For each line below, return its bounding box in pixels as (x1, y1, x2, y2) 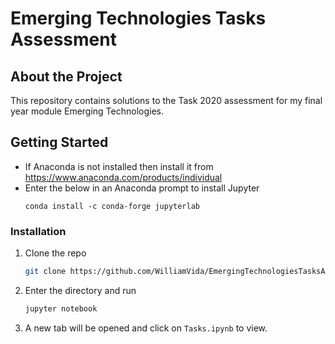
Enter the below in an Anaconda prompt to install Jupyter (24, 182, 260, 194)
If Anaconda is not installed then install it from (24, 160, 214, 172)
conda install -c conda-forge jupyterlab (24, 201, 200, 211)
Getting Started (10, 134, 109, 151)
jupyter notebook (24, 303, 98, 314)
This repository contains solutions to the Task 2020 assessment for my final (10, 95, 323, 106)
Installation (10, 224, 67, 238)
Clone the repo (24, 247, 87, 259)
